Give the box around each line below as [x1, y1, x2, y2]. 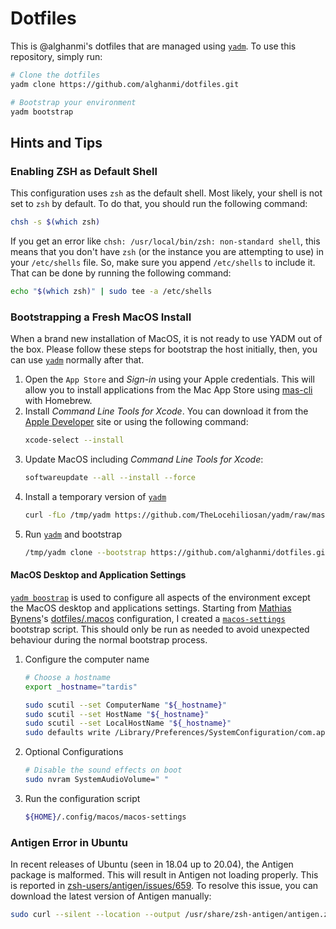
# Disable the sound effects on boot [24, 765, 183, 776]
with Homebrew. [24, 395, 93, 407]
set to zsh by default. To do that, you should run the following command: [10, 198, 308, 210]
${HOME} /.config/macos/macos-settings [24, 812, 187, 822]
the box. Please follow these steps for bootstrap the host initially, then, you [10, 343, 318, 356]
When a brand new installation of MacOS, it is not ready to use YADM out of [10, 333, 323, 345]
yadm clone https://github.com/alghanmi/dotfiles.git [10, 79, 240, 89]
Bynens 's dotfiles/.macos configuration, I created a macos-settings [10, 612, 286, 624]
